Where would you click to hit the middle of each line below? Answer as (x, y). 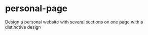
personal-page (36, 9)
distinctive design (23, 27)
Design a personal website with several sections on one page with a (74, 22)
